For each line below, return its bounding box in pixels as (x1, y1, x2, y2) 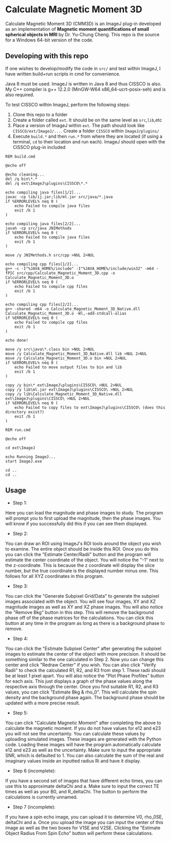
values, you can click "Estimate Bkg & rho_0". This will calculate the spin (5, 689, 157, 695)
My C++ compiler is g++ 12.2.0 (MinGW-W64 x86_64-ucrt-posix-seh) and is (5, 86, 166, 92)
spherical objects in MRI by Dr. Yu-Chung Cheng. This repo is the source (5, 31, 160, 37)
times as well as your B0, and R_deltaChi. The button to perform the (5, 788, 148, 794)
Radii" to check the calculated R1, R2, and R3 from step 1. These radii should (5, 667, 166, 673)
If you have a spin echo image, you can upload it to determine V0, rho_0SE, (5, 813, 163, 820)
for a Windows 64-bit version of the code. (5, 37, 93, 43)
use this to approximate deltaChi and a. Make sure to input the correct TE (5, 783, 159, 789)
